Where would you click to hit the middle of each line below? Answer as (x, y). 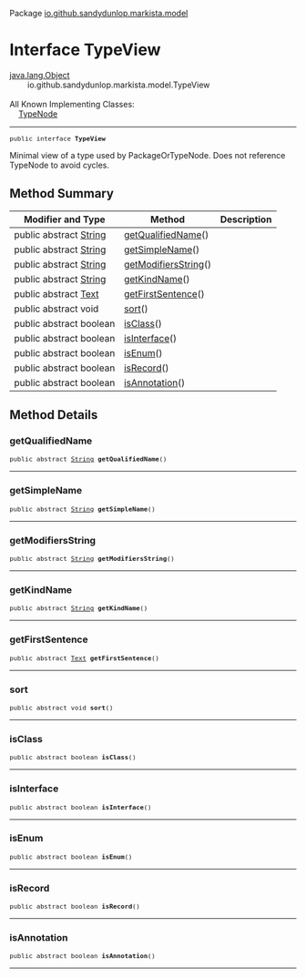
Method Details (54, 415)
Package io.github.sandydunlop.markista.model (99, 13)
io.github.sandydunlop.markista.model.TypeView (118, 85)
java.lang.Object (40, 75)
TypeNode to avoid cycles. (59, 165)
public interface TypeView (58, 138)
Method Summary (61, 194)
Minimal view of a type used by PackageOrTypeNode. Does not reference (148, 155)
